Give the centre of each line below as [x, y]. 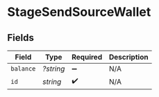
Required [87, 57]
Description [128, 57]
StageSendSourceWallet [79, 12]
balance [23, 69]
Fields [21, 38]
